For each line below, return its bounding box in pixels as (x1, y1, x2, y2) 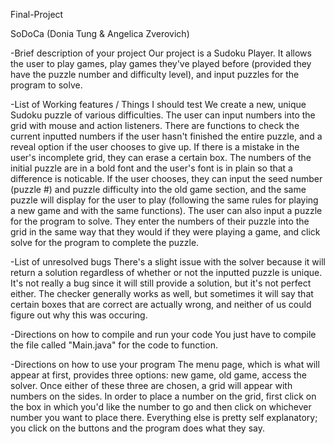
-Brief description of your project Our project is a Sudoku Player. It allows (10, 47, 312, 59)
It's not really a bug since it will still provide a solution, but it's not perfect (10, 277, 312, 289)
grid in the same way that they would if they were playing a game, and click (10, 226, 321, 238)
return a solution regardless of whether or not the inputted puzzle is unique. (10, 267, 323, 278)
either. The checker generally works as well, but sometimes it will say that (10, 288, 314, 299)
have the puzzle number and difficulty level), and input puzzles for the (10, 69, 300, 80)
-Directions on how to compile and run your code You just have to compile (10, 329, 317, 340)
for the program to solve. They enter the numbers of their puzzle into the (10, 215, 310, 227)
